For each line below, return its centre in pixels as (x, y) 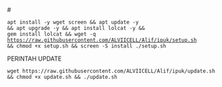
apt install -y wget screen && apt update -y (73, 22)
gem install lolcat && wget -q (52, 34)
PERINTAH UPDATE (34, 58)
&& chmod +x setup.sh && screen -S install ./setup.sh (87, 46)
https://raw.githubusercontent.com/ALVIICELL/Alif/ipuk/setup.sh (102, 40)
